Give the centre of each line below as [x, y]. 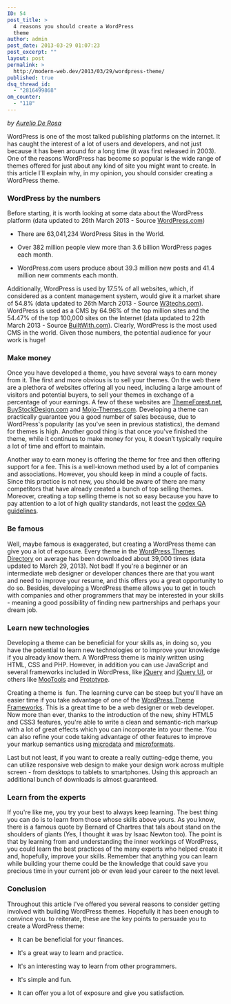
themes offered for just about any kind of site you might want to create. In [112, 166]
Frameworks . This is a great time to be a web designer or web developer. [111, 707]
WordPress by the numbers [54, 198]
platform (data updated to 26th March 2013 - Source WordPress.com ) [106, 221]
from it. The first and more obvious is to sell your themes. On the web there [114, 380]
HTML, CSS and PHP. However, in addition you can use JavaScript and [108, 665]
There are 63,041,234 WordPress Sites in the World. [91, 234]
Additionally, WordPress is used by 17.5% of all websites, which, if [101, 289]
